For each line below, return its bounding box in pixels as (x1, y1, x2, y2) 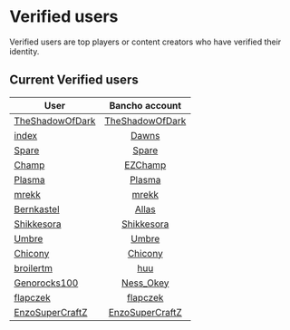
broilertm (14, 261, 53, 274)
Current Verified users (9, 73, 139, 88)
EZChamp (124, 159, 167, 171)
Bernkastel (14, 202, 61, 215)
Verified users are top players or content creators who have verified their (9, 36, 282, 47)
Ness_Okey (121, 277, 169, 289)
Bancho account (109, 99, 182, 112)
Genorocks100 (14, 277, 79, 289)
